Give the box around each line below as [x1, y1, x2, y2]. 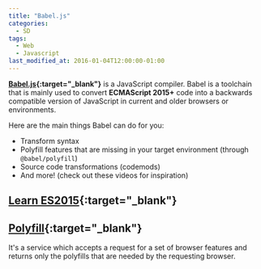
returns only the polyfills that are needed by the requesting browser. [8, 251, 236, 261]
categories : [8, 19, 49, 27]
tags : [8, 34, 27, 43]
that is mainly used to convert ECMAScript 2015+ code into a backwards [8, 87, 253, 97]
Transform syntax [19, 136, 79, 145]
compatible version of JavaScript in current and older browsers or [8, 96, 229, 106]
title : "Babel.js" [8, 11, 71, 20]
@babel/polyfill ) [19, 153, 79, 162]
